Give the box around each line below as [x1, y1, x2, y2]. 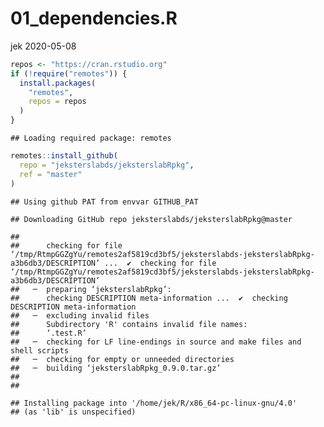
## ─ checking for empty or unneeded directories [10, 354, 235, 364]
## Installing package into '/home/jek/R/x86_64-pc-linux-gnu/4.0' [10, 398, 298, 408]
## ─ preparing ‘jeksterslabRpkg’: [10, 284, 172, 294]
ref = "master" [19, 169, 83, 179]
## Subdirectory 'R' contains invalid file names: [10, 319, 248, 329]
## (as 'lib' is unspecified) [10, 407, 137, 417]
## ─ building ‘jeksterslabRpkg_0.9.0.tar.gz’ [10, 363, 222, 373]
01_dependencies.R [10, 7, 178, 30]
